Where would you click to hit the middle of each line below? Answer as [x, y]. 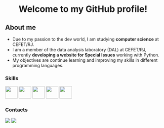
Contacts [17, 110]
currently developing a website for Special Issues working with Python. [86, 55]
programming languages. [38, 65]
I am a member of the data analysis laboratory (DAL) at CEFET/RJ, [79, 50]
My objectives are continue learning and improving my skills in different [85, 60]
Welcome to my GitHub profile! [83, 9]
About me [20, 27]
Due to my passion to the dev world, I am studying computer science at [85, 39]
